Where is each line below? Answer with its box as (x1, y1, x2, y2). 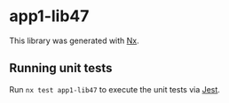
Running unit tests (9, 61, 113, 76)
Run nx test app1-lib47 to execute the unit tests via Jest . (9, 84, 220, 94)
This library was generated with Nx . (9, 35, 139, 46)
